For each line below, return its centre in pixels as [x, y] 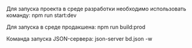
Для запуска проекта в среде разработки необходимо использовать [96, 9]
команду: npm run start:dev [41, 15]
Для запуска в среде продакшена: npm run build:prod [76, 27]
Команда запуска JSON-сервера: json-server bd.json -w [79, 39]
